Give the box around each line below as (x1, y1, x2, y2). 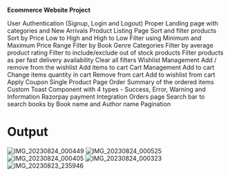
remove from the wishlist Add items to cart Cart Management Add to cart (7, 63, 215, 71)
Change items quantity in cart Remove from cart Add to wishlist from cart (7, 70, 215, 79)
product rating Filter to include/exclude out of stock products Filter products (7, 48, 224, 57)
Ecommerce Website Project (7, 6, 91, 14)
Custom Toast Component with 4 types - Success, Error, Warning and (7, 86, 206, 93)
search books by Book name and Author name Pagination (7, 100, 171, 108)
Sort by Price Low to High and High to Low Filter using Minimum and (7, 34, 202, 42)
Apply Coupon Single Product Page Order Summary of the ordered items (7, 78, 214, 86)
